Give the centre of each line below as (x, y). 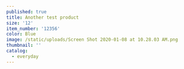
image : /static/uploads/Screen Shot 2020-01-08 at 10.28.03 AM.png (92, 40)
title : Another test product (43, 17)
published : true (26, 12)
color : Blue (21, 34)
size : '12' (20, 23)
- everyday (25, 56)
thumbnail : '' (24, 46)
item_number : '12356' (33, 28)
